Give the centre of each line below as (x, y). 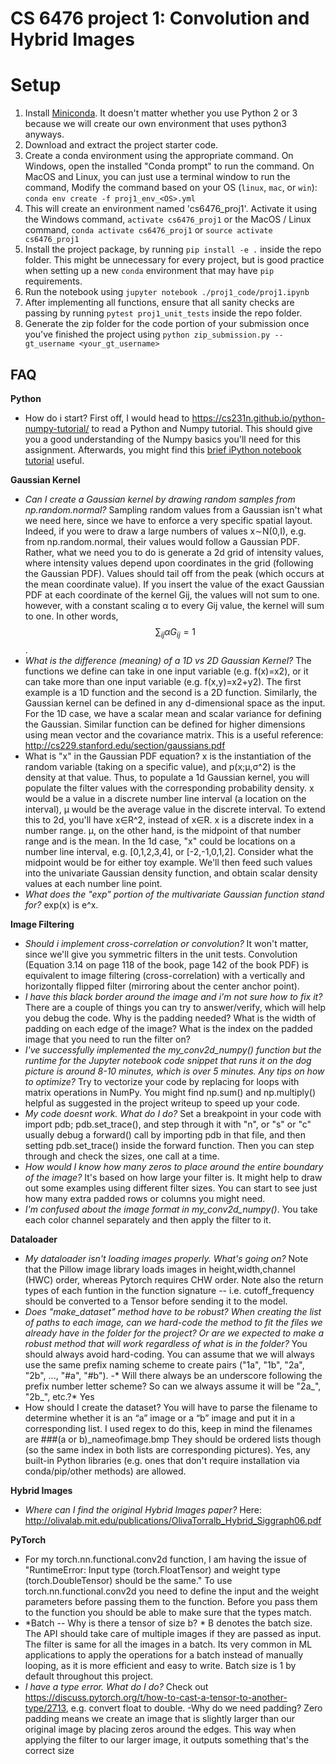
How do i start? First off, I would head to (107, 418)
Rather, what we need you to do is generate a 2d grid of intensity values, (174, 552)
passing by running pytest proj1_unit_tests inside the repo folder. (163, 313)
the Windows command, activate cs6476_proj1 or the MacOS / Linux (168, 219)
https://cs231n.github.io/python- (258, 418)
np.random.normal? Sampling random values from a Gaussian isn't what (173, 509)
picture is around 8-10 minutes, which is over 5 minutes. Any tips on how (174, 1071)
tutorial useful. (54, 460)
